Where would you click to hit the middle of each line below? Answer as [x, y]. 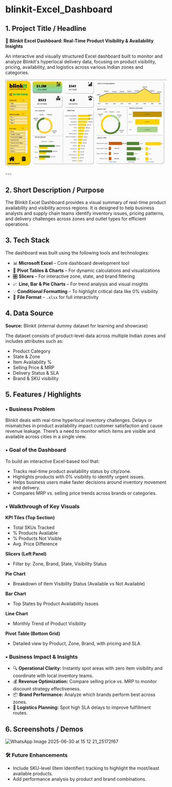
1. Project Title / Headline [46, 29]
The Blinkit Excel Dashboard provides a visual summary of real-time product [86, 203]
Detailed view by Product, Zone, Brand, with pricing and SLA [77, 643]
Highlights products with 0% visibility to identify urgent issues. [79, 477]
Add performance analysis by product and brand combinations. [80, 779]
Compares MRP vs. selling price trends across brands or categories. [85, 493]
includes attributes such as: [35, 341]
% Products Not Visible [37, 538]
